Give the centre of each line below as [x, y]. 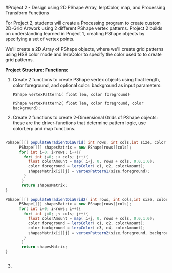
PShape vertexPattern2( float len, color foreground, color [78, 103]
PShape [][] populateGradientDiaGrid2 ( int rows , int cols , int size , [80, 199]
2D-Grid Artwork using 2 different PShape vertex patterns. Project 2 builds [84, 28]
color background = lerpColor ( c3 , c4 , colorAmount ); [87, 228]
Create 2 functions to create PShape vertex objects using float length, [86, 80]
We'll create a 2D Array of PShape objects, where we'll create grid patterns [84, 49]
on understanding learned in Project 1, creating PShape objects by [75, 34]
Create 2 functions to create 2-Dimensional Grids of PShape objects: [85, 118]
